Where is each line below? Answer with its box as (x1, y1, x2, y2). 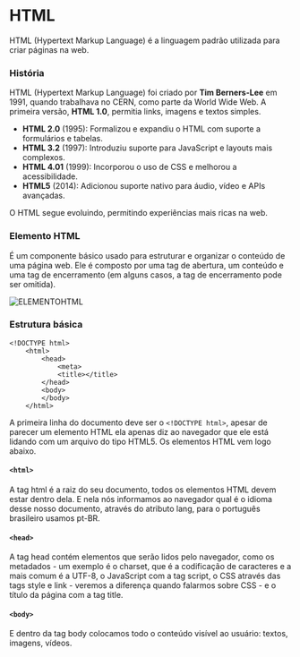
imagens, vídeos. (9, 637, 73, 649)
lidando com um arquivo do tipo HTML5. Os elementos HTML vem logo (9, 436, 271, 447)
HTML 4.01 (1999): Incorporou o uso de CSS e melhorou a (21, 162, 237, 173)
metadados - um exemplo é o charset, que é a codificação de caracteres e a (9, 561, 292, 572)
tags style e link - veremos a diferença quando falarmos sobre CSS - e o (9, 580, 277, 591)
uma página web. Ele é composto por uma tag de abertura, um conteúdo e (9, 260, 285, 270)
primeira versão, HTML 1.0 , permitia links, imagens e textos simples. (9, 107, 261, 117)
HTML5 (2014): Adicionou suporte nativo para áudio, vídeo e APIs (21, 181, 266, 192)
